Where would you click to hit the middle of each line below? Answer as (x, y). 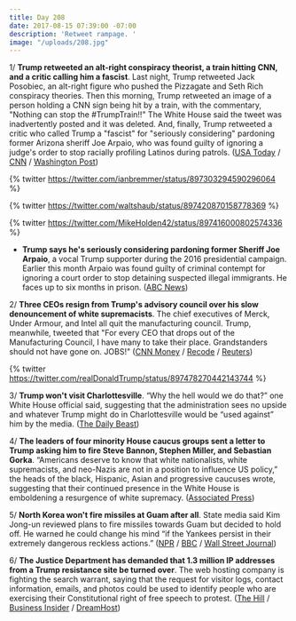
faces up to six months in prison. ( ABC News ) (105, 287)
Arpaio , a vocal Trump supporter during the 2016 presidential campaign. (154, 259)
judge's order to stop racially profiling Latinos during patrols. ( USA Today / (145, 153)
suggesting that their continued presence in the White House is (125, 489)
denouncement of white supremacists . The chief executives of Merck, (140, 314)
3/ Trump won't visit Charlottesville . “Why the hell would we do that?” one (146, 395)
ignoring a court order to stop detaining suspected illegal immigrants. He (155, 278)
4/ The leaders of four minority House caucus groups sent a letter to (137, 442)
